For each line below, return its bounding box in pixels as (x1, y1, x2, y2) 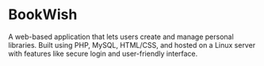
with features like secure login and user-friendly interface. (8, 49, 198, 58)
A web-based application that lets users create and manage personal (8, 32, 234, 41)
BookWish (8, 6, 78, 24)
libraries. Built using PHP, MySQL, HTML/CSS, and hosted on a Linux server (8, 40, 256, 49)
